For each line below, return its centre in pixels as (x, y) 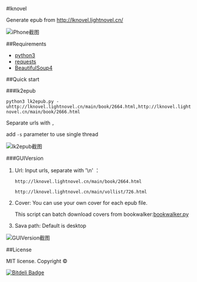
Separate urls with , (30, 123)
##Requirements (26, 44)
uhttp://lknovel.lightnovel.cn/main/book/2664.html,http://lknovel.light (99, 107)
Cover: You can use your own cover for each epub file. (81, 203)
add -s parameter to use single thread (52, 134)
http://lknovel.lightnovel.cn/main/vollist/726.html (81, 192)
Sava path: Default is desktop (50, 226)
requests (25, 62)
